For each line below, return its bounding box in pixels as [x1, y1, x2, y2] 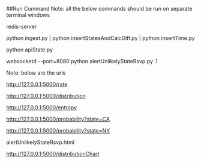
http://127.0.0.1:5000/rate [6, 81, 68, 88]
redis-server [6, 23, 37, 30]
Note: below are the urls [6, 69, 66, 76]
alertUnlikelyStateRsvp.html [6, 139, 75, 146]
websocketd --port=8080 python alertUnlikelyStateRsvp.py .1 [6, 58, 158, 64]
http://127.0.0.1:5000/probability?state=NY [6, 127, 110, 134]
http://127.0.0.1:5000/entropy [6, 104, 77, 111]
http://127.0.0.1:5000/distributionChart [6, 150, 100, 157]
